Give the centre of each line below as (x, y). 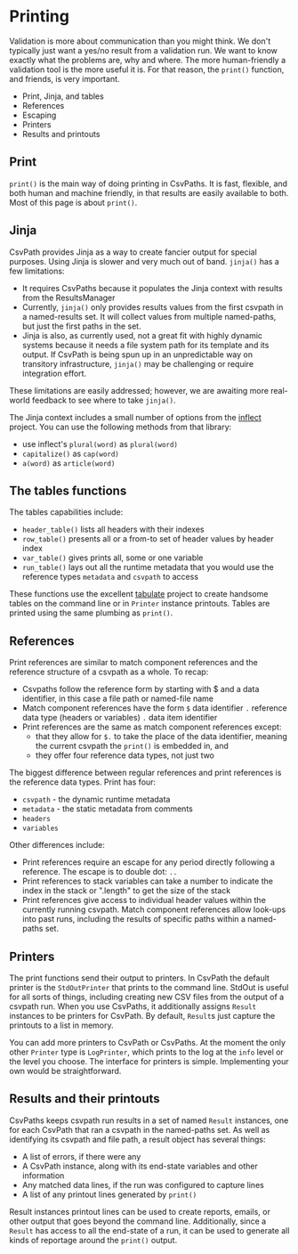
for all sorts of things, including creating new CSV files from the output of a (147, 997)
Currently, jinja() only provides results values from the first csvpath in (153, 307)
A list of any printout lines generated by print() (109, 1194)
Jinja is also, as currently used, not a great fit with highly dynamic (142, 335)
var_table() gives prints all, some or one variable (113, 558)
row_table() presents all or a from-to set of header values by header (148, 539)
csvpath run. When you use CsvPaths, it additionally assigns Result (133, 1006)
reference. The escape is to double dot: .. (100, 872)
